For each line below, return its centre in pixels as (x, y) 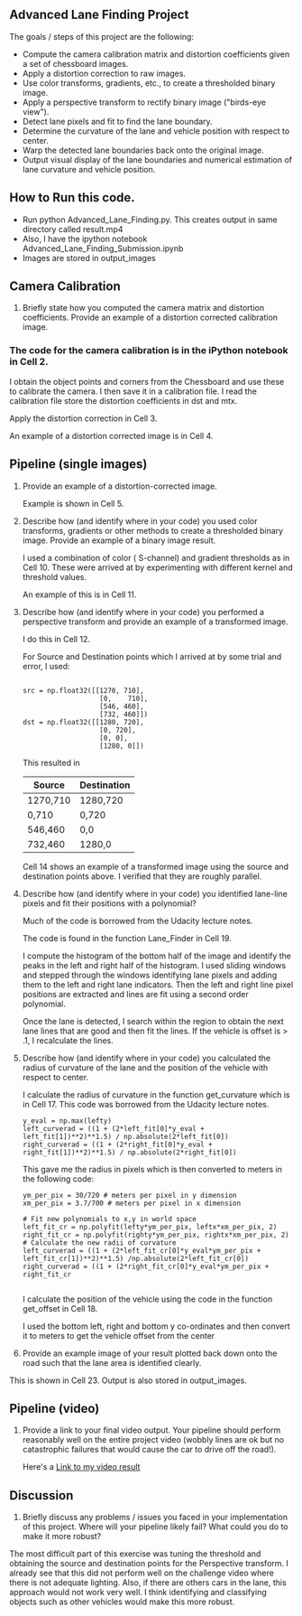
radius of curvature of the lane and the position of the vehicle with (145, 1067)
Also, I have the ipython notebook (85, 238)
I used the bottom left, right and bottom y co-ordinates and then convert (156, 1326)
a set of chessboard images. (75, 63)
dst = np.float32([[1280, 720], (83, 722)
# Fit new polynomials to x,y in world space (109, 1219)
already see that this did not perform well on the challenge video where (142, 1573)
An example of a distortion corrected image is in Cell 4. (111, 435)
